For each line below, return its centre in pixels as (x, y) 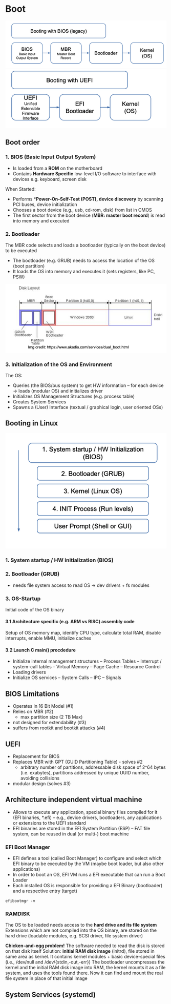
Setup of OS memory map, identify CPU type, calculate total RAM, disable (83, 633)
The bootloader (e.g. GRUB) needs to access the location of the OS (84, 260)
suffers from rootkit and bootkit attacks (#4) (59, 728)
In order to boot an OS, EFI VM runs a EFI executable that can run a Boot (89, 875)
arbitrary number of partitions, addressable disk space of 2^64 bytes (93, 767)
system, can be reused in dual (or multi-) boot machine (71, 834)
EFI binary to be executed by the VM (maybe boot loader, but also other (88, 864)
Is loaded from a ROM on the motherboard (57, 168)
